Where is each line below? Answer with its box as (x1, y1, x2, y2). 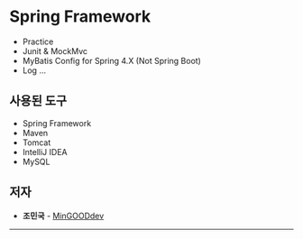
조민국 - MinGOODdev (22, 210, 105, 221)
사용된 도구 (9, 93, 68, 109)
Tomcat (22, 137, 51, 148)
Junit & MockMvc (22, 45, 88, 56)
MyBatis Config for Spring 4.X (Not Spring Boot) (22, 55, 201, 66)
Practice (22, 36, 54, 47)
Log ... (22, 65, 47, 76)
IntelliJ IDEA (22, 146, 68, 157)
